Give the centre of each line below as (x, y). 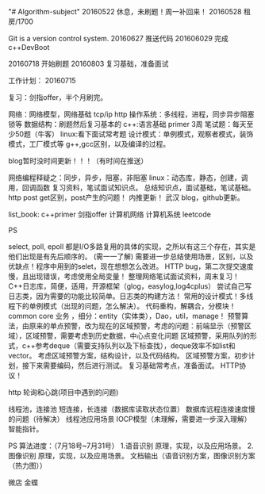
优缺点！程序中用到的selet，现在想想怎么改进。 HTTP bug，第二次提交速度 (131, 266)
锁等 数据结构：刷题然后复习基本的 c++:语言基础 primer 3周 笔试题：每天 (127, 124)
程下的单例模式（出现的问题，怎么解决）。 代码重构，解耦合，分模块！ (122, 306)
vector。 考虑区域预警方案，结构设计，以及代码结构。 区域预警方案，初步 (128, 356)
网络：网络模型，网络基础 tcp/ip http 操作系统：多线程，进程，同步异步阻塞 (131, 114)
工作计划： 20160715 (42, 80)
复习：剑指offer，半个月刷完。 (58, 97)
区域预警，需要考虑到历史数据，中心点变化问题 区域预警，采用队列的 (137, 336)
